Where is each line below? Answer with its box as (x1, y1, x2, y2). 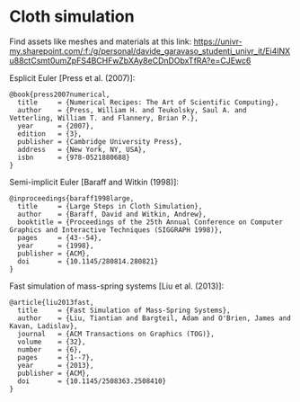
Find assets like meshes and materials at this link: (9, 36, 192, 47)
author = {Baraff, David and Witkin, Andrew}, (17, 210, 207, 219)
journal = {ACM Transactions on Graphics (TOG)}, (17, 329, 216, 338)
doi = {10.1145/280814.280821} (17, 256, 159, 266)
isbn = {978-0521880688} (17, 153, 130, 162)
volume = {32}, (17, 337, 87, 346)
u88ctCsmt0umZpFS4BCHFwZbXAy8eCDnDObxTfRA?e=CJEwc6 (9, 55, 251, 66)
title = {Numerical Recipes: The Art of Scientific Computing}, (17, 97, 279, 107)
